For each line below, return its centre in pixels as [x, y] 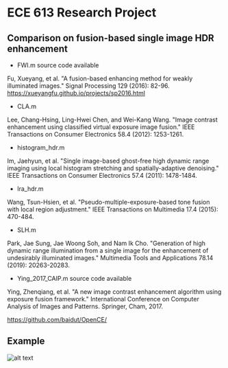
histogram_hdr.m [41, 148]
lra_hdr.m [30, 189]
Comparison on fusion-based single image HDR [111, 38]
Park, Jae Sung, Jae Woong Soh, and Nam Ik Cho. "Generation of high [106, 243]
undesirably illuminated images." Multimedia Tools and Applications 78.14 [110, 258]
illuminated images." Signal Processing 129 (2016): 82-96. [88, 86]
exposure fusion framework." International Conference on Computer [103, 299]
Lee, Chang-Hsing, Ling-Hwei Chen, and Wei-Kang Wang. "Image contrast [112, 119]
